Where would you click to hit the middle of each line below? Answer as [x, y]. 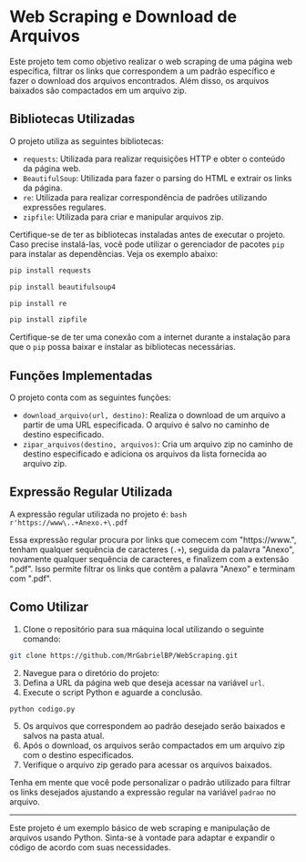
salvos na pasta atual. [63, 736]
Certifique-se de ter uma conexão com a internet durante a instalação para [150, 337]
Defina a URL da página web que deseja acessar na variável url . [143, 682]
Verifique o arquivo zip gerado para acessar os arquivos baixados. [147, 765]
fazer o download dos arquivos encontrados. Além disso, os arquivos [139, 80]
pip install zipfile [49, 320]
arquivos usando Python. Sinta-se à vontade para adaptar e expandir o [143, 838]
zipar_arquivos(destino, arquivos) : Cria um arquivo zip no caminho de [158, 445]
